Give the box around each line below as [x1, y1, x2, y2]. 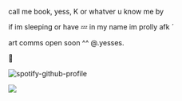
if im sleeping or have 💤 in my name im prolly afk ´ [8, 22, 174, 31]
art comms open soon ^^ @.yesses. [8, 38, 125, 47]
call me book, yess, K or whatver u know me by [8, 7, 164, 16]
